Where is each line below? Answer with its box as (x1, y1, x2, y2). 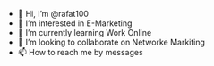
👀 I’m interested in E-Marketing (17, 18, 133, 29)
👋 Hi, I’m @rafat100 (17, 9, 90, 19)
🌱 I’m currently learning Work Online (17, 28, 152, 37)
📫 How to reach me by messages (17, 47, 143, 57)
